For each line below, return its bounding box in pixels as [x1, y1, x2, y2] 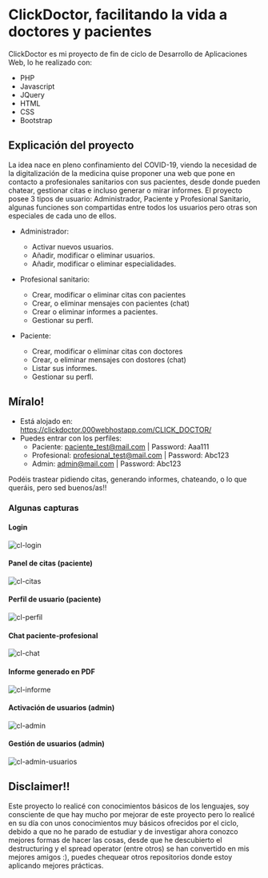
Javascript [19, 82, 55, 91]
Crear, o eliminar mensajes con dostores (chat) [31, 354, 186, 365]
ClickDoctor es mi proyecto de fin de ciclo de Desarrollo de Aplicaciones [8, 49, 248, 58]
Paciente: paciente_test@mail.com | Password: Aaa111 [31, 441, 210, 451]
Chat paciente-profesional [8, 630, 98, 641]
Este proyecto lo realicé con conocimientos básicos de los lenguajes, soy [8, 801, 250, 811]
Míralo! [8, 395, 45, 409]
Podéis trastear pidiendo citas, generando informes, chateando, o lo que [8, 474, 247, 484]
